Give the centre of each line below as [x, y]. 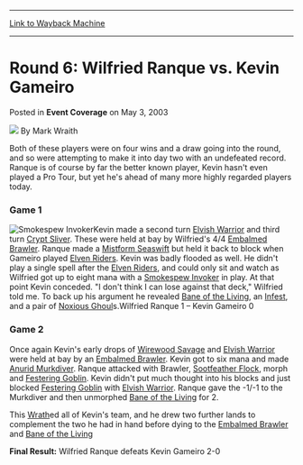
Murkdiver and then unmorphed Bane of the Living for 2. [114, 397]
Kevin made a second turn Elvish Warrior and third [187, 230]
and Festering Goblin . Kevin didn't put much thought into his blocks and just [150, 378]
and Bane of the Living [51, 433]
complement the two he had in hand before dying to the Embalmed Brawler [149, 424]
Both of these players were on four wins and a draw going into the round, [145, 148]
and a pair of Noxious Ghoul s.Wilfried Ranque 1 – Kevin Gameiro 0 [132, 306]
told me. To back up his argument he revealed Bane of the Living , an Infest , [149, 296]
